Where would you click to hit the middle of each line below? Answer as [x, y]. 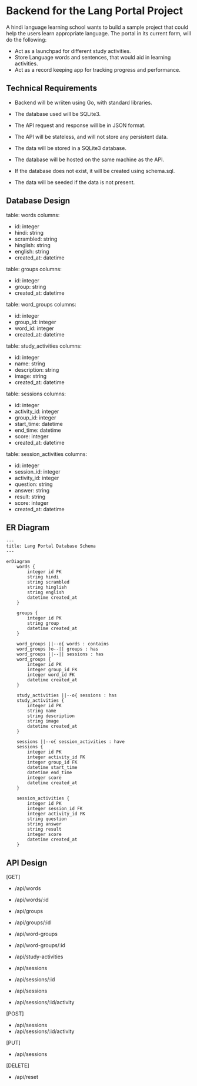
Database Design [38, 201]
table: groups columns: [34, 269]
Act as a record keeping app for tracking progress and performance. [98, 69]
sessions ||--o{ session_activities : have [71, 742]
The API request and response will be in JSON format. [80, 125]
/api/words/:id [31, 900]
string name [42, 711]
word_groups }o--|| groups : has [58, 649]
